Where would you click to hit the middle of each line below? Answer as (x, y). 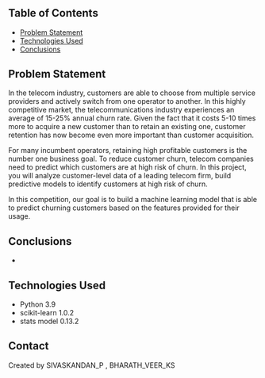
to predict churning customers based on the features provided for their (124, 208)
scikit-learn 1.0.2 (47, 313)
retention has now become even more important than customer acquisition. (131, 135)
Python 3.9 (38, 304)
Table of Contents (54, 13)
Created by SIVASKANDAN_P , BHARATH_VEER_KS (92, 365)
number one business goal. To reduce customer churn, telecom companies (131, 159)
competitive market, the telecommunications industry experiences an (121, 110)
